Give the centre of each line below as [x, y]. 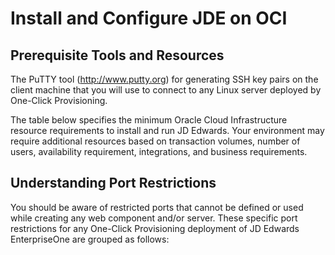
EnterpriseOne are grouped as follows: [90, 239]
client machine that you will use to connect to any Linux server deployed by [166, 90]
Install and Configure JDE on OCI [149, 18]
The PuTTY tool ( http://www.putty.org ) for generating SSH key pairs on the [164, 79]
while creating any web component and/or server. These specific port [154, 218]
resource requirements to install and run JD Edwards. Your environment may [167, 130]
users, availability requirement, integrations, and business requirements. [159, 151]
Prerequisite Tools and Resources [117, 55]
